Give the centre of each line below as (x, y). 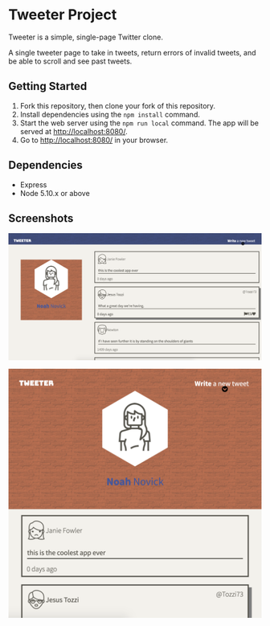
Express (33, 184)
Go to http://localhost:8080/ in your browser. (94, 140)
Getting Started (48, 86)
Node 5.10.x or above (55, 193)
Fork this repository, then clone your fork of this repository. (117, 105)
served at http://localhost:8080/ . (74, 131)
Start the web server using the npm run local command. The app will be (139, 123)
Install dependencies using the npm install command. (110, 114)
